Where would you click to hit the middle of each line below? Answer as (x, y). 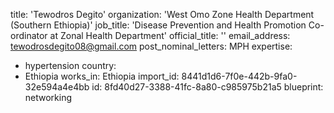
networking (48, 97)
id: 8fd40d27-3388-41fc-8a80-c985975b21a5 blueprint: (207, 87)
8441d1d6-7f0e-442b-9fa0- (239, 76)
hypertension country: (70, 65)
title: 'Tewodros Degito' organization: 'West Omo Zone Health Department (162, 14)
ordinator (29, 35)
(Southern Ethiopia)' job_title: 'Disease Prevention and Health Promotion (158, 25)
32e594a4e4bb (57, 87)
